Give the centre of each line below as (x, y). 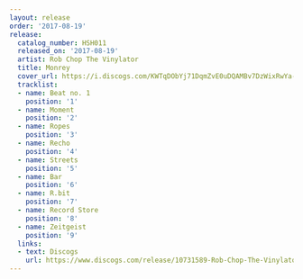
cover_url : (38, 76)
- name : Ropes (44, 127)
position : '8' (52, 218)
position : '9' (52, 235)
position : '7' (52, 202)
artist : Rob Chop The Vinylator (78, 59)
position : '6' (52, 185)
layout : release (40, 18)
